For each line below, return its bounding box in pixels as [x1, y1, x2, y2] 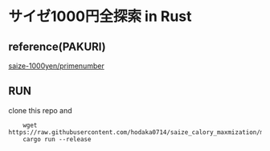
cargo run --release [22, 135, 92, 143]
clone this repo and [8, 105, 72, 115]
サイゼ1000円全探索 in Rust [8, 7, 192, 26]
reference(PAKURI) [8, 39, 106, 53]
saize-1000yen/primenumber [8, 61, 104, 71]
